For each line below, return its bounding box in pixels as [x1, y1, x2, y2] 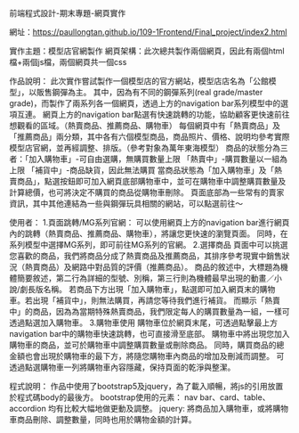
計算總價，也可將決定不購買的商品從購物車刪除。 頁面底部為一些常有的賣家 [9, 187, 285, 198]
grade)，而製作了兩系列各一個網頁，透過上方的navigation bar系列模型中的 [9, 98, 281, 109]
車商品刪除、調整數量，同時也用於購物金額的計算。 [9, 414, 197, 425]
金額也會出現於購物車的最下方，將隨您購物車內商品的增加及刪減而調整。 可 [9, 351, 285, 361]
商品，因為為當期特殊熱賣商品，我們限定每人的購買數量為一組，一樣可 [32, 306, 290, 316]
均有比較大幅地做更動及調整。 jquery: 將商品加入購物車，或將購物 [47, 404, 289, 413]
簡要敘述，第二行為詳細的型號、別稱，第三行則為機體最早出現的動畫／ [16, 273, 274, 283]
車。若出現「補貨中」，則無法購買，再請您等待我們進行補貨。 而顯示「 [9, 295, 265, 306]
